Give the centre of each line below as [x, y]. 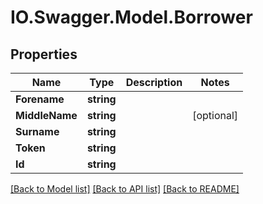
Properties [44, 54]
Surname [37, 131]
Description [154, 82]
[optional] [215, 115]
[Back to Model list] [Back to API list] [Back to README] [125, 189]
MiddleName [46, 115]
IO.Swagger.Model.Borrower [131, 17]
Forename [40, 99]
